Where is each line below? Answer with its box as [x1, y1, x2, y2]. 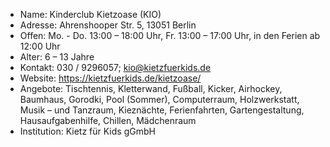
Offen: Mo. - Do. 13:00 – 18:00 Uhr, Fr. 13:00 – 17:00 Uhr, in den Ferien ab [19, 30, 321, 41]
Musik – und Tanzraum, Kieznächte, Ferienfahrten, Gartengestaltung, [19, 104, 305, 116]
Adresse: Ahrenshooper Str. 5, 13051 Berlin [19, 19, 197, 31]
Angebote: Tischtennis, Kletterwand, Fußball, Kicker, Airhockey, [19, 83, 283, 94]
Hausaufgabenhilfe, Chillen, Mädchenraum [19, 115, 197, 126]
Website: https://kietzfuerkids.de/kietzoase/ [19, 72, 202, 84]
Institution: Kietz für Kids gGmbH [19, 125, 156, 137]
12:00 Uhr [19, 40, 61, 52]
